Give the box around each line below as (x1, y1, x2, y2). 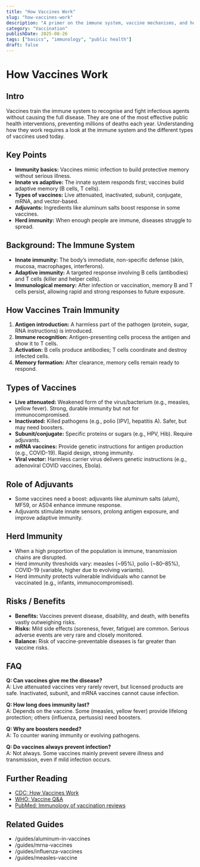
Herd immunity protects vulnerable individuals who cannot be (14, 573, 166, 580)
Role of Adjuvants (6, 479, 73, 490)
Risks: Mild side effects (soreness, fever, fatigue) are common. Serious (14, 625, 189, 632)
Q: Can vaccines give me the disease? (6, 677, 102, 684)
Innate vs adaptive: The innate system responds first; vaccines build (14, 179, 185, 186)
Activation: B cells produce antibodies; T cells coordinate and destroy (14, 346, 187, 353)
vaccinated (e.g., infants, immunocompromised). (14, 579, 134, 586)
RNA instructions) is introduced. (14, 327, 93, 334)
